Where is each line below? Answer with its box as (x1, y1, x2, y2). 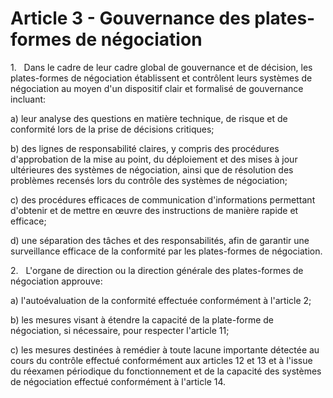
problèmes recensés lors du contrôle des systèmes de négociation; (10, 174, 288, 186)
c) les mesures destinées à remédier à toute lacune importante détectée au (10, 343, 320, 356)
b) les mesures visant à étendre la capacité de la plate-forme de (10, 313, 274, 326)
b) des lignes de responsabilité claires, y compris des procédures (10, 142, 280, 154)
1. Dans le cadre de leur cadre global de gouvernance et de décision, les (10, 61, 313, 73)
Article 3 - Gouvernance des (10, 7, 251, 30)
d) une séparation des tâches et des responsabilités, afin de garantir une (10, 234, 310, 246)
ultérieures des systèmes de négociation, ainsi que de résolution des (10, 163, 294, 176)
